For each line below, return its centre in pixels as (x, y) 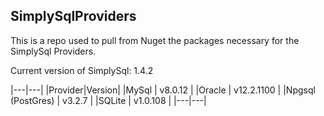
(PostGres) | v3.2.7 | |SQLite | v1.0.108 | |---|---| (108, 100)
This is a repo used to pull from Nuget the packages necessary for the (155, 40)
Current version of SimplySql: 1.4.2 (82, 70)
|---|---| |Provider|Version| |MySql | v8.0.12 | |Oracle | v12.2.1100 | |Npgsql (163, 90)
